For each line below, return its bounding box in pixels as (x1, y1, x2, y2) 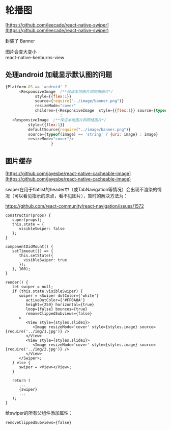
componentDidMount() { (5, 244, 53, 249)
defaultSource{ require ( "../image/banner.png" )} (27, 127, 131, 132)
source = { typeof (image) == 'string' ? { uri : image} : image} (27, 132, 158, 137)
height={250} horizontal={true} (25, 302, 95, 307)
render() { (5, 280, 28, 285)
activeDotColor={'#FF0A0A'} (25, 297, 85, 302)
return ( (12, 378, 31, 383)
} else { (12, 360, 31, 365)
